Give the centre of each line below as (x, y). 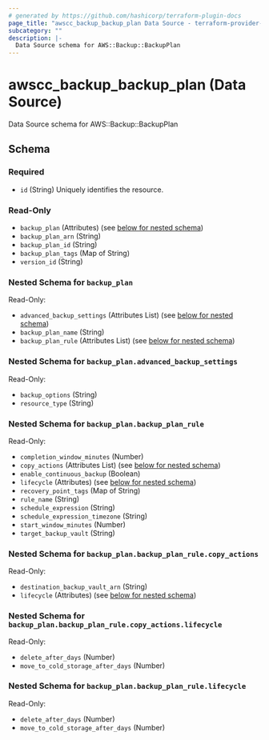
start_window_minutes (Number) (73, 524)
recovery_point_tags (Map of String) (80, 490)
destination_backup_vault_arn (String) (84, 587)
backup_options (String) (58, 394)
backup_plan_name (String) (62, 332)
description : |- (35, 38)
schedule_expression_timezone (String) (84, 516)
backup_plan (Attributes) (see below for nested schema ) (112, 228)
